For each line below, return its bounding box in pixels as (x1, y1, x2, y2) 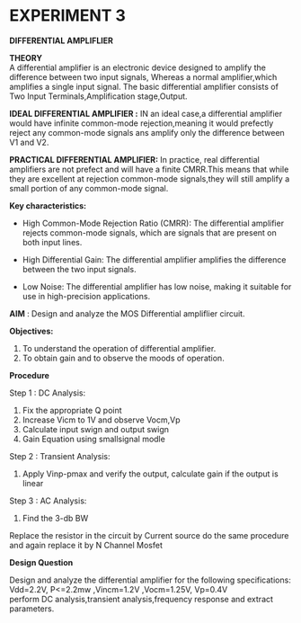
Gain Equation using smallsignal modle (22, 433, 166, 444)
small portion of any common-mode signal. (9, 182, 169, 193)
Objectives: (9, 325, 54, 336)
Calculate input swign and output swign (22, 423, 169, 434)
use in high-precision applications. (22, 290, 151, 301)
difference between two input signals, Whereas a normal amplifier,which (9, 71, 278, 82)
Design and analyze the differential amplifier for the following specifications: (9, 574, 292, 585)
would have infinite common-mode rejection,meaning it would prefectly (9, 118, 274, 129)
